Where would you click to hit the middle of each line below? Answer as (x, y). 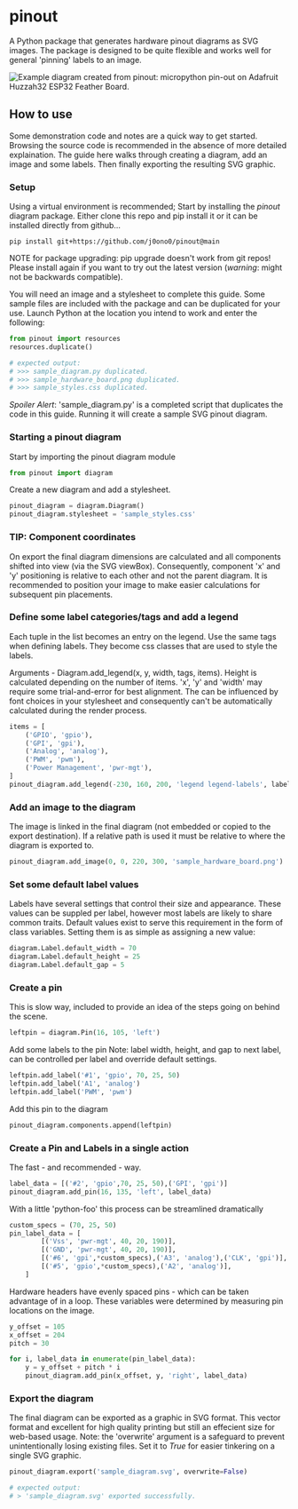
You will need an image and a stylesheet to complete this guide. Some (137, 294)
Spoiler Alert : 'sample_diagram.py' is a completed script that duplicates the (146, 405)
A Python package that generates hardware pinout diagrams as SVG (134, 41)
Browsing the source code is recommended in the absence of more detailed (148, 145)
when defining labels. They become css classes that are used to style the (143, 646)
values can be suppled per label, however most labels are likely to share (141, 913)
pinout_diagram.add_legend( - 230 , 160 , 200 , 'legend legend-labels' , (138, 784)
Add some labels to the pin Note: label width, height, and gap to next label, (145, 1050)
